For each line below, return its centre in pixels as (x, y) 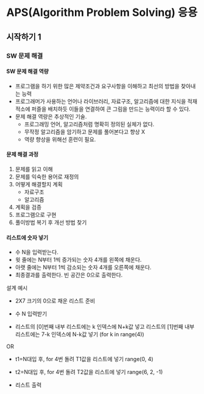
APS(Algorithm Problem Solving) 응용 (102, 12)
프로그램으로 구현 (36, 214)
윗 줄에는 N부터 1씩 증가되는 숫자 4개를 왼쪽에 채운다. (78, 260)
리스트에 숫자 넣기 (27, 237)
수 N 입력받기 (31, 314)
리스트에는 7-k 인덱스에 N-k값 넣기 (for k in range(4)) (79, 334)
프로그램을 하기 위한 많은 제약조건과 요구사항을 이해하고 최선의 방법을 (97, 86)
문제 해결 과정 (22, 154)
